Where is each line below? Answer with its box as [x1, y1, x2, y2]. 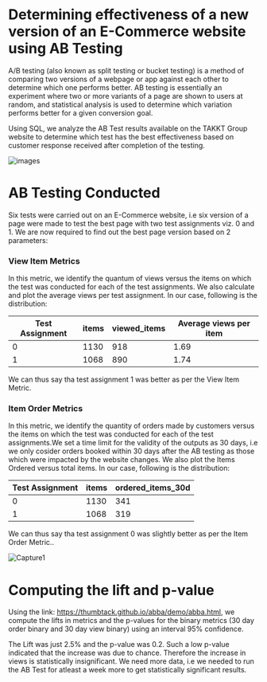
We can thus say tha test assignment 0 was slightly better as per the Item [8, 529, 249, 539]
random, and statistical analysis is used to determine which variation [8, 100, 233, 109]
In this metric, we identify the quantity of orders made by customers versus [8, 421, 255, 431]
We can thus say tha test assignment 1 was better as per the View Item [8, 374, 240, 384]
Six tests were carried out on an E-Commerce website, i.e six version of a [8, 210, 249, 220]
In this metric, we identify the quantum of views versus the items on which [8, 273, 252, 284]
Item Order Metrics [8, 403, 83, 414]
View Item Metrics [8, 255, 81, 266]
